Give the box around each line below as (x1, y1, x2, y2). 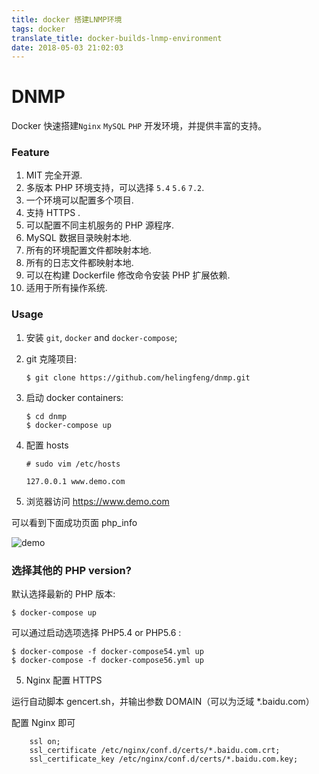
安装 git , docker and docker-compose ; (25, 331, 178, 343)
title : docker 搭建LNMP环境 (11, 14, 123, 25)
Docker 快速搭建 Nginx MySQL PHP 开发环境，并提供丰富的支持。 (11, 120, 268, 132)
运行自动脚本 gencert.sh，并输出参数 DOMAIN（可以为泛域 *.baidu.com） (11, 696, 315, 708)
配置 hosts (25, 439, 69, 451)
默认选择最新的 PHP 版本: (11, 588, 116, 600)
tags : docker (11, 24, 66, 34)
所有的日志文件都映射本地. (25, 257, 134, 269)
